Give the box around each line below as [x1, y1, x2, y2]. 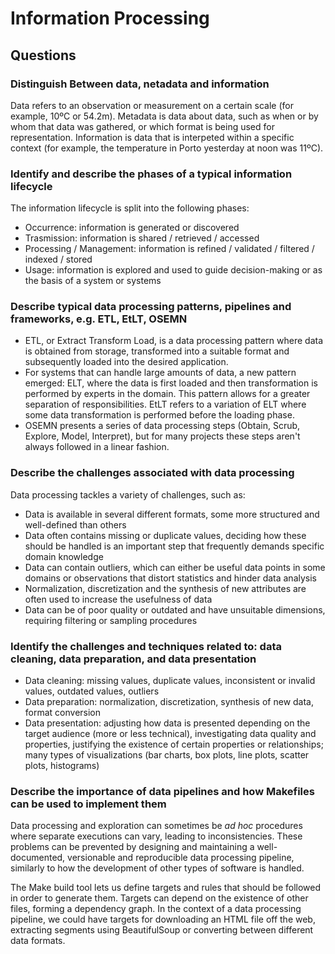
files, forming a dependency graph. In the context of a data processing [10, 903, 302, 915]
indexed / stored [24, 253, 93, 266]
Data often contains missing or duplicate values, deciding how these [24, 529, 307, 541]
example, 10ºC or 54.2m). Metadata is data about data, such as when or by [10, 110, 319, 122]
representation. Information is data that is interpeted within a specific [10, 131, 295, 143]
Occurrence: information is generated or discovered [24, 222, 240, 234]
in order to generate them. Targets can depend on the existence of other [10, 892, 309, 904]
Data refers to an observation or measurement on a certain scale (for [10, 99, 294, 111]
